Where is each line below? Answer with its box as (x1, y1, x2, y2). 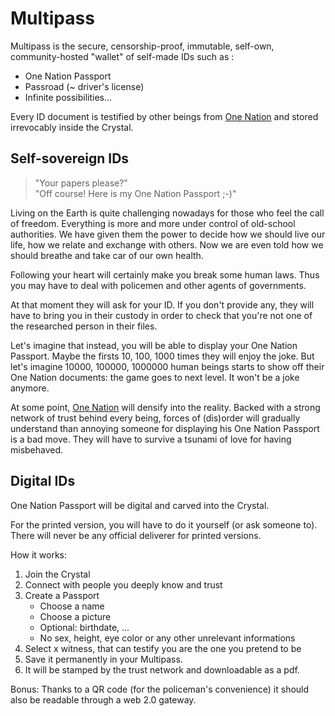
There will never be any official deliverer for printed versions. (10, 529, 262, 541)
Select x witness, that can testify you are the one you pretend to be (24, 642, 302, 654)
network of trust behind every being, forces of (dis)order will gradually (10, 412, 301, 424)
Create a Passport (24, 589, 100, 601)
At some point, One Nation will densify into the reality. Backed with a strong (10, 401, 321, 413)
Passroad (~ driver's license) (24, 80, 145, 92)
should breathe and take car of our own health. (10, 249, 204, 261)
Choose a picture (39, 610, 112, 622)
